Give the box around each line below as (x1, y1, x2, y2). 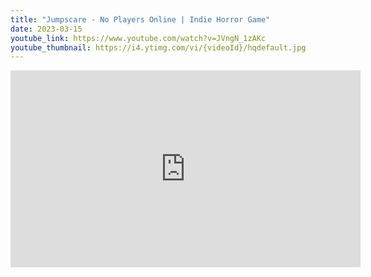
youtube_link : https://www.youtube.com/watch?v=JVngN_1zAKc (10, 33, 267, 43)
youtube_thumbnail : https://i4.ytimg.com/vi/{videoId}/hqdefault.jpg (10, 42, 307, 53)
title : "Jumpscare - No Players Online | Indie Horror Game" (10, 14, 271, 25)
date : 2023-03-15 (10, 24, 83, 34)
